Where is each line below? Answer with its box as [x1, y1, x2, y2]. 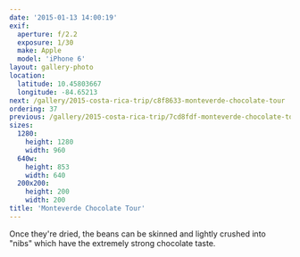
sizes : [9, 121, 34, 130]
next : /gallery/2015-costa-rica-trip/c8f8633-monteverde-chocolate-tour [9, 95, 286, 105]
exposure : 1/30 [17, 37, 74, 47]
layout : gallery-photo [9, 63, 94, 72]
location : [9, 71, 46, 80]
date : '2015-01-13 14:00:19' [9, 12, 118, 22]
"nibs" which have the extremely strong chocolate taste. [9, 237, 216, 248]
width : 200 [25, 195, 66, 205]
